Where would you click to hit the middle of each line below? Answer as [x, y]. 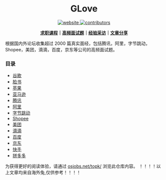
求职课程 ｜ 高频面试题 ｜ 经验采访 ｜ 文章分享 [84, 32]
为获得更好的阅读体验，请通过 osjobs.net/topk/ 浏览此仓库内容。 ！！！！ [81, 166]
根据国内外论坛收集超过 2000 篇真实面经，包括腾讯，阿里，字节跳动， [77, 43]
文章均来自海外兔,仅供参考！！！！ [45, 173]
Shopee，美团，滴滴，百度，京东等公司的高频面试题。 [61, 49]
